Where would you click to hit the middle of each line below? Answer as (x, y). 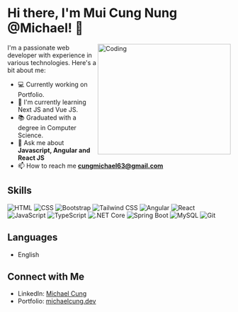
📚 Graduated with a (47, 117)
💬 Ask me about (41, 142)
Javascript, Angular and (54, 150)
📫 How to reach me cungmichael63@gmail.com (90, 166)
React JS (31, 158)
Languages (33, 237)
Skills (19, 191)
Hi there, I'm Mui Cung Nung (92, 13)
